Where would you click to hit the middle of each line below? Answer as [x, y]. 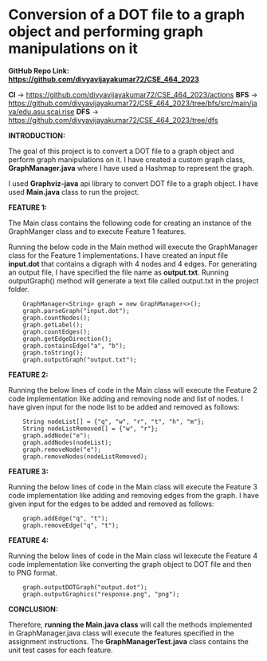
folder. [19, 289]
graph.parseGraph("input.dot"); [76, 311]
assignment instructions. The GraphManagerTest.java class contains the [128, 641]
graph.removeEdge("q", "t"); [71, 525]
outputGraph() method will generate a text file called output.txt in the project [133, 280]
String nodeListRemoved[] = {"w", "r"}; [90, 429]
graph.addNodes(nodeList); [67, 442]
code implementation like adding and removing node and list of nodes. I [126, 398]
